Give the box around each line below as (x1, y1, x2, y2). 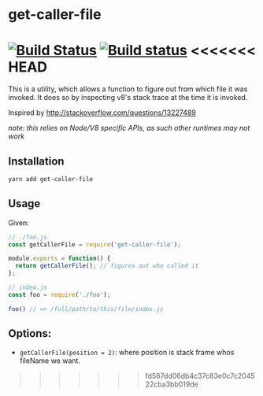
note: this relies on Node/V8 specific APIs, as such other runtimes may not (8, 124, 250, 133)
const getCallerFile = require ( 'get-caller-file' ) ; (8, 240, 181, 249)
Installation (8, 154, 65, 168)
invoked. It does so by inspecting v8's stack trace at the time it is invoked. (8, 93, 248, 102)
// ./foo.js (8, 233, 47, 241)
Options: (8, 327, 52, 340)
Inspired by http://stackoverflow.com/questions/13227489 (8, 108, 197, 117)
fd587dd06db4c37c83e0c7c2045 (145, 372, 256, 381)
